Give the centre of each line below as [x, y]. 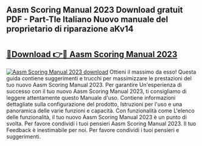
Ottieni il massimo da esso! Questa [153, 72]
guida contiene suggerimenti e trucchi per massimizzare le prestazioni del [99, 78]
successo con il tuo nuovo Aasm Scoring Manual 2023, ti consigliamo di [96, 91]
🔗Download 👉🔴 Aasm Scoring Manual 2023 [92, 54]
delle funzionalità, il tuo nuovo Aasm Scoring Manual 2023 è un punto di [97, 117]
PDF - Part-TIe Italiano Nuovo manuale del [87, 20]
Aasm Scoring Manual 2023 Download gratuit [95, 10]
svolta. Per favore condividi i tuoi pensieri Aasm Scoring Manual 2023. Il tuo [101, 123]
